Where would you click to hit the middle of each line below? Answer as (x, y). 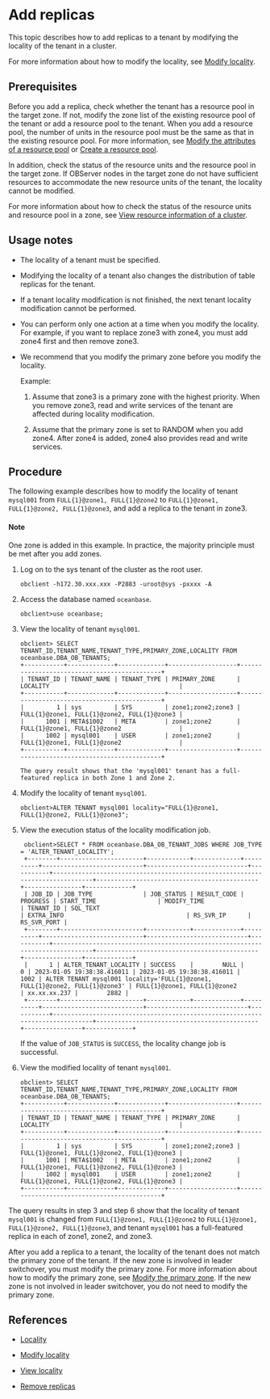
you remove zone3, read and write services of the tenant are (133, 405)
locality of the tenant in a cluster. (62, 45)
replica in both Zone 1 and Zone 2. (114, 778)
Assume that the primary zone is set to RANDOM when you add (137, 429)
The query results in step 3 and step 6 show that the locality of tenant (124, 1210)
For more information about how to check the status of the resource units (130, 206)
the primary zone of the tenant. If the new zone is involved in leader (120, 1260)
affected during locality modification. (93, 414)
